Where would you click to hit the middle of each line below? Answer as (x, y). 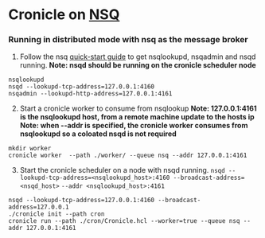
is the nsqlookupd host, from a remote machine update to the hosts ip (137, 117)
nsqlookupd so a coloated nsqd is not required (98, 134)
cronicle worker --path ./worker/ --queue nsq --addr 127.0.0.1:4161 (128, 156)
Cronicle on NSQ (64, 15)
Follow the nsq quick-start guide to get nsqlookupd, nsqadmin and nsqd (138, 57)
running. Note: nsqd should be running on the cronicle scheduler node (138, 65)
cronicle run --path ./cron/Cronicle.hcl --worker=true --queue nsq (124, 221)
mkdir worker (30, 149)
